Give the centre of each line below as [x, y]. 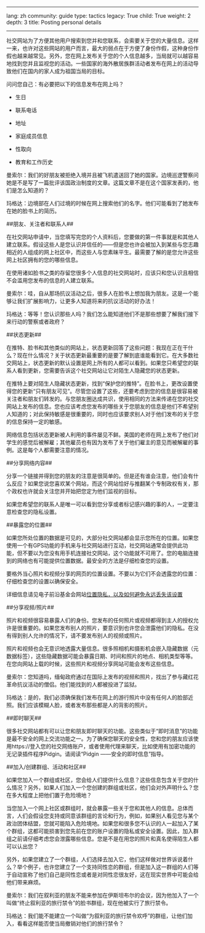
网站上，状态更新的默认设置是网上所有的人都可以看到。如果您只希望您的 [102, 363]
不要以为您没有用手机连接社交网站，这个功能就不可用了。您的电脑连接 [110, 553]
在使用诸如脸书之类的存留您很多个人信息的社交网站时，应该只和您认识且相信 [103, 273]
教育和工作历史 [34, 162]
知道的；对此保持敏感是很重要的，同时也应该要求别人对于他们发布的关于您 [105, 414]
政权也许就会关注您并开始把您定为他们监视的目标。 [76, 491]
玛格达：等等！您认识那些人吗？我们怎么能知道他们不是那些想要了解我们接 [100, 314]
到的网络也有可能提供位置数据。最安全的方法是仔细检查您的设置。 [89, 561]
